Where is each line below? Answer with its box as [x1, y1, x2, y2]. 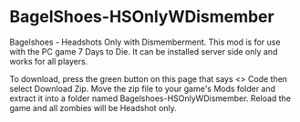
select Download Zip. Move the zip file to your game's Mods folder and [9, 83, 276, 94]
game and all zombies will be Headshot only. [9, 102, 178, 113]
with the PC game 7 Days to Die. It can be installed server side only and [9, 46, 278, 56]
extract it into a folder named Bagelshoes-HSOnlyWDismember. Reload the [9, 93, 292, 104]
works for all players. [9, 56, 88, 66]
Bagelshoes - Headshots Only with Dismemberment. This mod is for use [9, 36, 281, 47]
